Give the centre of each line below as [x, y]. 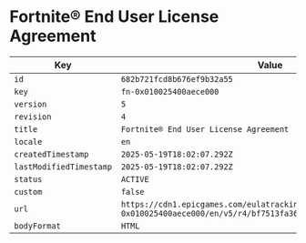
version [31, 104]
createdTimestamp [51, 154]
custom [28, 192]
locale [28, 142]
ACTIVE [135, 179]
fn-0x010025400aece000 [170, 91]
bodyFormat [37, 226]
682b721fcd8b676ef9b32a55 [177, 79]
